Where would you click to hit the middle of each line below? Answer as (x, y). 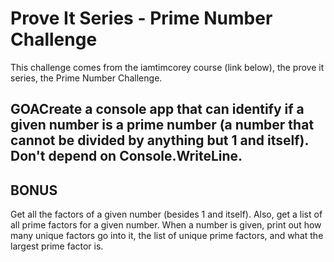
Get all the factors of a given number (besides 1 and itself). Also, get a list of (166, 214)
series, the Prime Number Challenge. (86, 78)
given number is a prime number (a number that (162, 125)
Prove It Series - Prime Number (141, 18)
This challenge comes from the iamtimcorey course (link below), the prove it (167, 67)
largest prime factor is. (57, 246)
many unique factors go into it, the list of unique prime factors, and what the (167, 236)
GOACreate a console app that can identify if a (157, 109)
